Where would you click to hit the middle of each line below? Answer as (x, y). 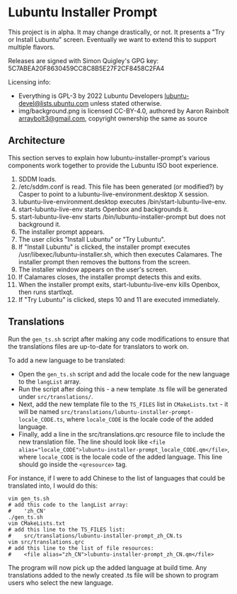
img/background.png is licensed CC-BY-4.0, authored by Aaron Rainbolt (123, 111)
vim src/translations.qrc (46, 542)
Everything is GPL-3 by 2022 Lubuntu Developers (91, 96)
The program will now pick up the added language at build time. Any (108, 567)
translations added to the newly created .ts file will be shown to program (113, 575)
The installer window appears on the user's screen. (93, 269)
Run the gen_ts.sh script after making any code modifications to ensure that (118, 339)
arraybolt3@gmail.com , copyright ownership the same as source (113, 118)
